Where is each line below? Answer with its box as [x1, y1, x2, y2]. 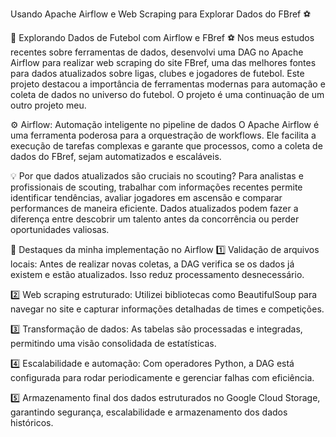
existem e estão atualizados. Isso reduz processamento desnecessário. [10, 269, 305, 280]
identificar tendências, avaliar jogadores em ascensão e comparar [10, 192, 283, 203]
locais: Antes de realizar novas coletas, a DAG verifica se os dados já [10, 258, 295, 270]
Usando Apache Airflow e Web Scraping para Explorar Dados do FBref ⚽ [10, 8, 312, 20]
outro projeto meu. [10, 99, 87, 111]
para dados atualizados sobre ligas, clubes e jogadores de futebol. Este [10, 68, 305, 79]
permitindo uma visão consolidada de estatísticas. [10, 338, 217, 349]
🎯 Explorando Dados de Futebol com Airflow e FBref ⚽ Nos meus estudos [10, 32, 315, 43]
